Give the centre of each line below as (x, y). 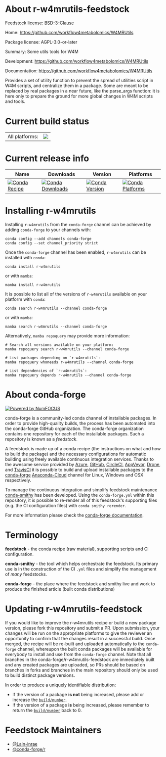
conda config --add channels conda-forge (48, 238)
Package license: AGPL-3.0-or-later (41, 42)
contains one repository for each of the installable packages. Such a (75, 433)
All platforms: (23, 136)
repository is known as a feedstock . (41, 439)
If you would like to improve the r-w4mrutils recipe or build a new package (81, 622)
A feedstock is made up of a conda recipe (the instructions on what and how (83, 448)
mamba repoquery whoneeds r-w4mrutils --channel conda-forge (69, 362)
